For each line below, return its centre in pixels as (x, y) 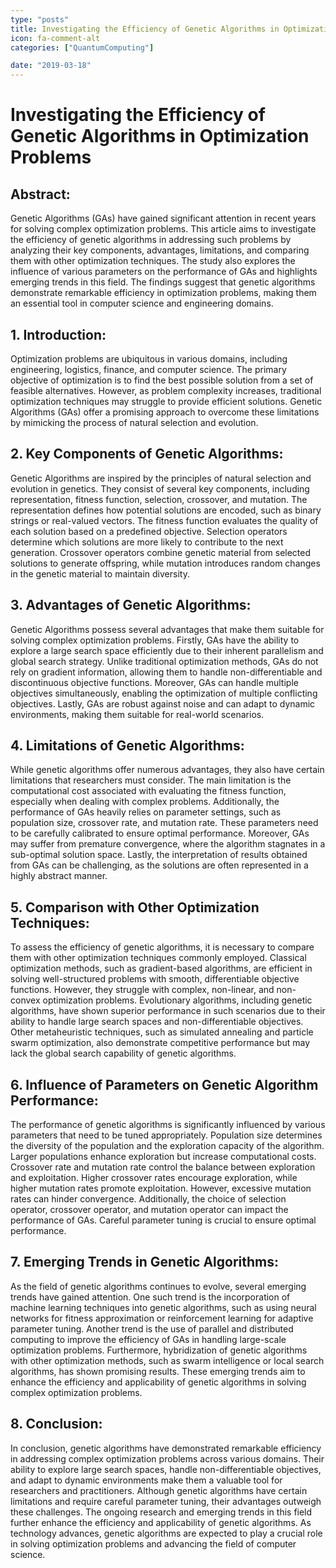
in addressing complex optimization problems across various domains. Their (167, 1458)
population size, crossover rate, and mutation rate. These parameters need (164, 823)
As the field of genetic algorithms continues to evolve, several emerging (158, 1286)
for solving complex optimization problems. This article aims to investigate (163, 229)
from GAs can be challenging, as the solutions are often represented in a (159, 865)
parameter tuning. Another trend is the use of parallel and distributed (152, 1328)
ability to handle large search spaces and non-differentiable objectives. (157, 1022)
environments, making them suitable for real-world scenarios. (137, 714)
